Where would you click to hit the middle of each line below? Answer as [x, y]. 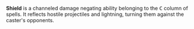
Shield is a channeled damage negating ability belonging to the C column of [97, 8]
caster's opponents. [30, 20]
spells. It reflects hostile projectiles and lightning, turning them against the [95, 14]
